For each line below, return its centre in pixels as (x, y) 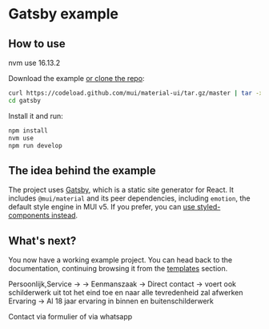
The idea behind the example (82, 171)
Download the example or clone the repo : (76, 78)
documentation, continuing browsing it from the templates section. (118, 268)
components (29, 215)
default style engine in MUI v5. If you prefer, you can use (102, 207)
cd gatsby (25, 100)
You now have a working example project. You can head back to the (120, 260)
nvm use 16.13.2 (34, 63)
